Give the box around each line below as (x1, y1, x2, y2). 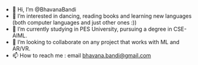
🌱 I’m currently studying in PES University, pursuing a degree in (12, 25, 173, 32)
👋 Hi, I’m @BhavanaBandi (12, 6, 77, 13)
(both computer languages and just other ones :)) (12, 19, 137, 26)
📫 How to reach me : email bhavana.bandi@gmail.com (12, 52, 151, 59)
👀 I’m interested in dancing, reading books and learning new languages (12, 12, 192, 20)
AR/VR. (12, 45, 31, 52)
